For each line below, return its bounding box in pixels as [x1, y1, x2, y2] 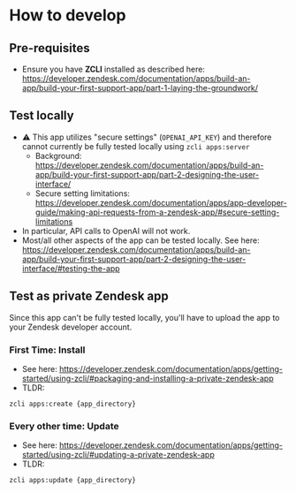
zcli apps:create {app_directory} [9, 399, 137, 408]
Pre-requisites [9, 41, 90, 56]
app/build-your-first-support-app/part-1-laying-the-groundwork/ [21, 83, 259, 93]
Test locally [9, 108, 74, 124]
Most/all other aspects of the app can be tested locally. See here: [21, 235, 260, 246]
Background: [34, 150, 82, 161]
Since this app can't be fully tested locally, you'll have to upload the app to [9, 312, 280, 322]
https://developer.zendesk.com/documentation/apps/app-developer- [34, 197, 287, 208]
